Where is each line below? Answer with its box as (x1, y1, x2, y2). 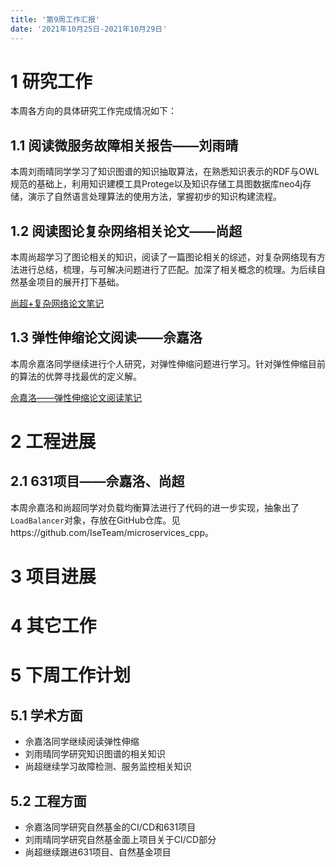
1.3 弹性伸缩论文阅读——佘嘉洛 (10, 329, 203, 346)
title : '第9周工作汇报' (10, 14, 100, 25)
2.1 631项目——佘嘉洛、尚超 (10, 473, 185, 490)
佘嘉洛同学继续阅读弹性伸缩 (24, 736, 140, 748)
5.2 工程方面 (10, 792, 87, 810)
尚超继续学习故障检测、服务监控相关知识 (24, 761, 192, 773)
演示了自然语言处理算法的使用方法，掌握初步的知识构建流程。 (27, 191, 282, 203)
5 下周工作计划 (10, 664, 132, 687)
